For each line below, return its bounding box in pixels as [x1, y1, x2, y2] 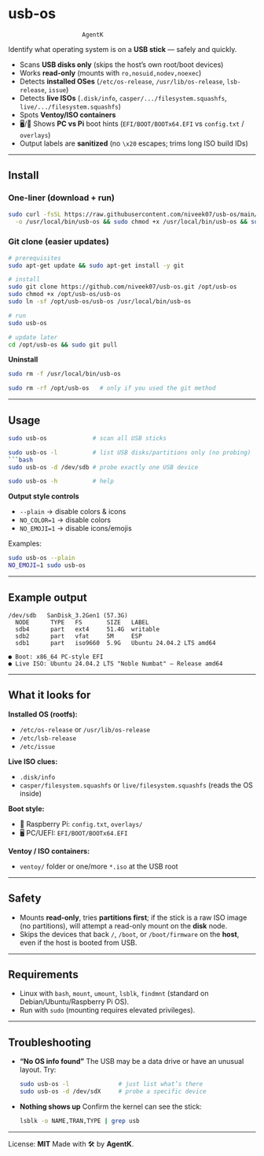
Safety [8, 891, 42, 906]
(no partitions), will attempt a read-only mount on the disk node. [19, 921, 228, 930]
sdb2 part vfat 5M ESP [15, 632, 143, 640]
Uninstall [8, 355, 38, 365]
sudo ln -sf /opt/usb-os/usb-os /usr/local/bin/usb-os [8, 298, 192, 306]
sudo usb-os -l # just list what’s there [19, 1080, 203, 1088]
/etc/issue [19, 743, 56, 750]
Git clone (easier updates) [8, 236, 110, 247]
